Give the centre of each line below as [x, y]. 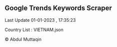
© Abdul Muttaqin [23, 39]
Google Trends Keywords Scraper [58, 8]
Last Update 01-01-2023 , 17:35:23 [40, 20]
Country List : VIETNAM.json [34, 30]
